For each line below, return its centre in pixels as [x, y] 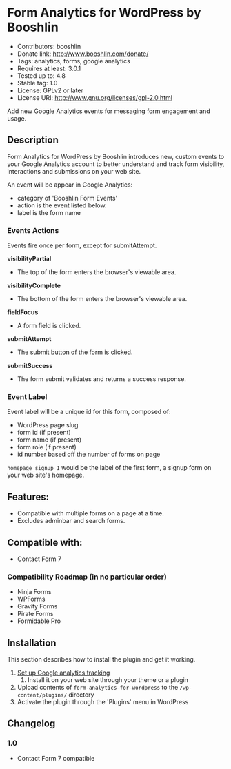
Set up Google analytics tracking [63, 673]
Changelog [31, 724]
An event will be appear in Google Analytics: [70, 185]
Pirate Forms [35, 614]
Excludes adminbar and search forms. [71, 521]
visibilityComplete [34, 286]
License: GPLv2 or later [50, 90]
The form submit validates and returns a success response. [101, 379]
